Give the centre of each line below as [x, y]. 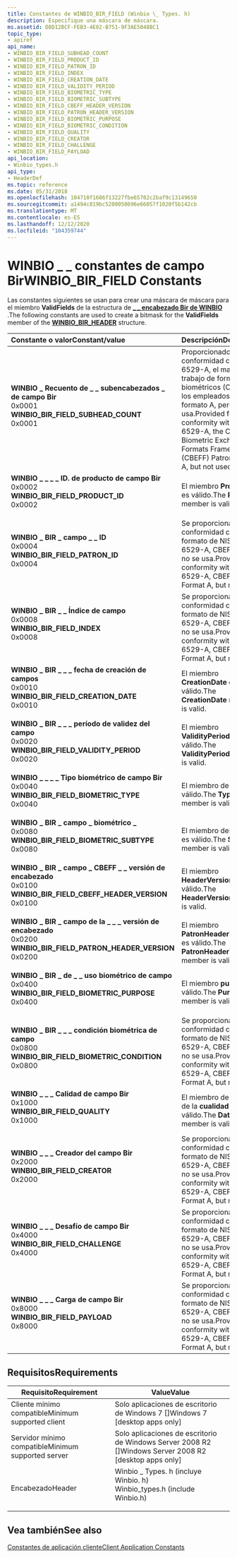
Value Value [171, 1393]
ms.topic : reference [38, 184]
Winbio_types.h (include [155, 1489]
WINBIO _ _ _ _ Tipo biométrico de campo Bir [87, 778]
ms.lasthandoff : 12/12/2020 [49, 224]
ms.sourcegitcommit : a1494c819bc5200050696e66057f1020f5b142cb [102, 205]
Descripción [202, 340]
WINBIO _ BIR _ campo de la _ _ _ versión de [85, 921]
